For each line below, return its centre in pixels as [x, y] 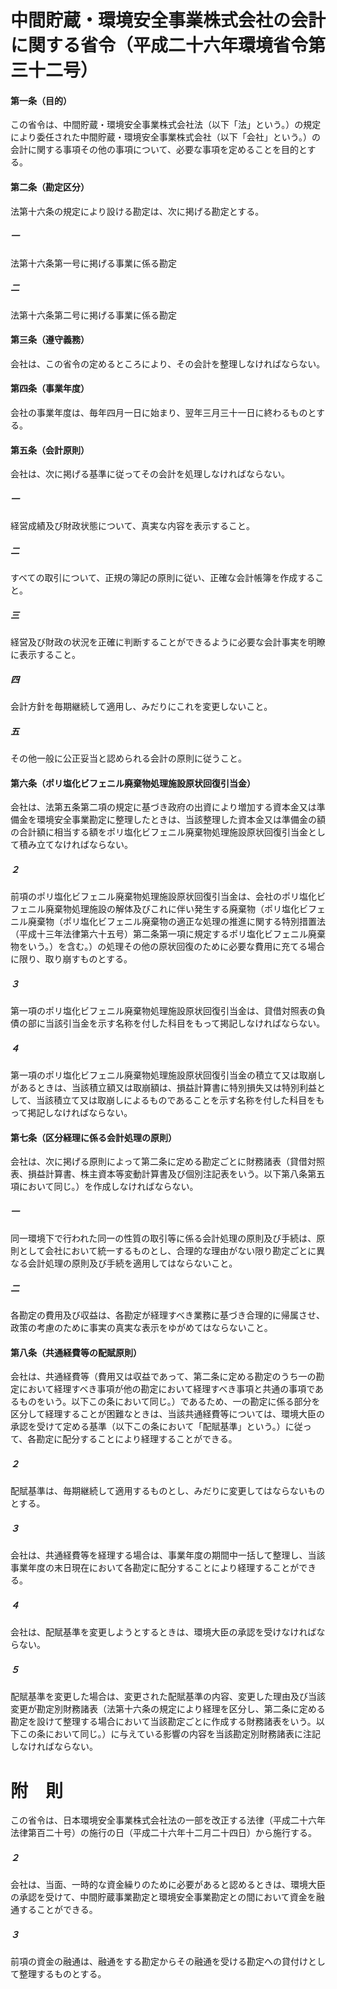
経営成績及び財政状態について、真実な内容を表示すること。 [132, 526]
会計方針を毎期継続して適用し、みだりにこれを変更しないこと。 [141, 707]
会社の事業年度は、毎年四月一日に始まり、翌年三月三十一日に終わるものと [163, 412]
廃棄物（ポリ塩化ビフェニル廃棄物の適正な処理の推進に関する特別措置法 [176, 922]
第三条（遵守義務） [50, 340]
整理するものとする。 [62, 1974]
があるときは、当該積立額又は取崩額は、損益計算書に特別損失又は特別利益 [163, 1088]
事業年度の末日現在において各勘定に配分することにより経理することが [155, 1568]
